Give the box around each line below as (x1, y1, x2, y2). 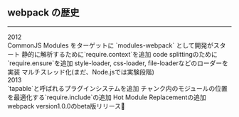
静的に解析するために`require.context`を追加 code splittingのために (21, 50, 218, 58)
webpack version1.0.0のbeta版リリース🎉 (7, 101, 126, 110)
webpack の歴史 (7, 6, 80, 19)
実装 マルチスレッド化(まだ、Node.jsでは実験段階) (7, 67, 155, 76)
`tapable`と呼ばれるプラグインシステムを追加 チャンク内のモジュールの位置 (7, 84, 228, 92)
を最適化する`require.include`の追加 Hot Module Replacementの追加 (7, 93, 206, 101)
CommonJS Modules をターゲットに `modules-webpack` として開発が (7, 41, 214, 50)
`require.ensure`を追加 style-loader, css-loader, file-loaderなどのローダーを (7, 59, 229, 67)
